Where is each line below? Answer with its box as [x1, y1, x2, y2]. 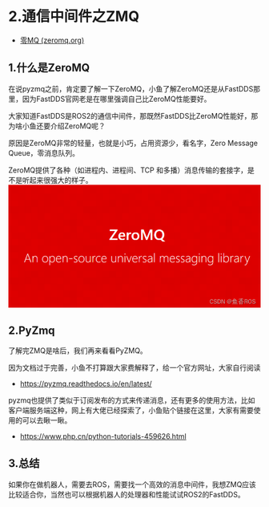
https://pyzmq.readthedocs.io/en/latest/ [19, 379, 152, 389]
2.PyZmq [8, 323, 55, 337]
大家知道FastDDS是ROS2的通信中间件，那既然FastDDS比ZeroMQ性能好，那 [8, 111, 259, 120]
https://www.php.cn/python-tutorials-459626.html [19, 432, 187, 441]
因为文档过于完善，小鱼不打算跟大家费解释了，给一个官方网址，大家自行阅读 [8, 363, 261, 373]
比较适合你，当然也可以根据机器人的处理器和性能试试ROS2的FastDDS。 [8, 489, 246, 499]
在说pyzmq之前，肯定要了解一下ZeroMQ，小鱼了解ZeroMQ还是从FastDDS [8, 83, 254, 93]
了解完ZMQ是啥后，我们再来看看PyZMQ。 [8, 346, 148, 355]
